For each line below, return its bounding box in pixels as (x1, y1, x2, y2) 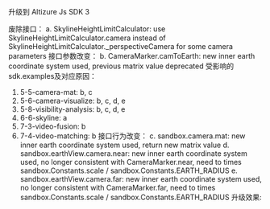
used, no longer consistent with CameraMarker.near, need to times (19, 158, 242, 166)
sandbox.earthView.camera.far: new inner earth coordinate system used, (19, 174, 262, 183)
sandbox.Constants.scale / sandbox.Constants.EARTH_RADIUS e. (19, 166, 238, 175)
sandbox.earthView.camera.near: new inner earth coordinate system (19, 149, 247, 158)
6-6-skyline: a (19, 113, 68, 122)
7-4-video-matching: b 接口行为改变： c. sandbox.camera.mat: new (19, 131, 246, 141)
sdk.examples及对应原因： (8, 72, 97, 80)
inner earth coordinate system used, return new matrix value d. (19, 140, 230, 150)
